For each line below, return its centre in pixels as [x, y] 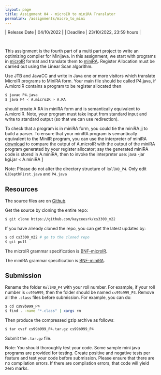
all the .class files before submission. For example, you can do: [68, 297]
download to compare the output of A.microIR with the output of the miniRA [80, 144]
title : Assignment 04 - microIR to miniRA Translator [60, 14]
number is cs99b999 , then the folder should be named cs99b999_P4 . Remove [80, 292]
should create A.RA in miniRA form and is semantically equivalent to [73, 109]
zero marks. [17, 368]
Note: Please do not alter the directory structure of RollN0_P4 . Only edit [76, 169]
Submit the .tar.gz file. [28, 338]
